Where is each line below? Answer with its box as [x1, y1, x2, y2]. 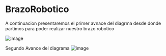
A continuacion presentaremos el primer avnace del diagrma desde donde [5, 20, 161, 26]
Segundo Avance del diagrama [5, 45, 70, 51]
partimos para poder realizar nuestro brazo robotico [5, 25, 115, 31]
